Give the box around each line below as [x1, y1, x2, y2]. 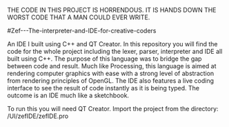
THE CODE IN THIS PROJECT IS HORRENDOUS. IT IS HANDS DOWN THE [7, 6, 217, 14]
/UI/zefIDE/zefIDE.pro [7, 112, 69, 120]
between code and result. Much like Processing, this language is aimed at [7, 62, 217, 70]
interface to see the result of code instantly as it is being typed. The [7, 84, 200, 92]
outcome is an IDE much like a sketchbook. [7, 91, 130, 99]
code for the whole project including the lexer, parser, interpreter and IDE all [7, 48, 223, 55]
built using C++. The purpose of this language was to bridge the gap [7, 55, 202, 63]
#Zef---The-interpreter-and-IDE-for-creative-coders [7, 27, 157, 35]
